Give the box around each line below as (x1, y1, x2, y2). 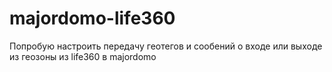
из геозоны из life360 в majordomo (9, 50, 157, 62)
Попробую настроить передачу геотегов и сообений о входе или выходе (9, 40, 323, 52)
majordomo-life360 (9, 7, 176, 30)
